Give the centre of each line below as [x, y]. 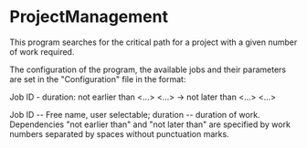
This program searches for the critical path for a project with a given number [153, 42]
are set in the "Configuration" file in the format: [98, 79]
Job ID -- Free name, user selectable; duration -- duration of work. [135, 114]
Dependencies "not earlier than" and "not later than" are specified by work [150, 124]
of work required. [42, 51]
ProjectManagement [89, 17]
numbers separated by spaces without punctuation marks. [120, 133]
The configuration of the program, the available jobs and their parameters [148, 69]
